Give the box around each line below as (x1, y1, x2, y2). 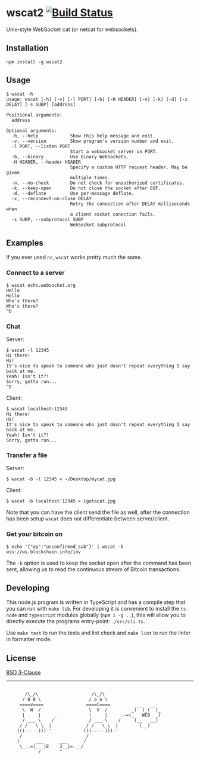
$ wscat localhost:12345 (6, 406, 68, 412)
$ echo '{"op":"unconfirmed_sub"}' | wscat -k (6, 544, 124, 550)
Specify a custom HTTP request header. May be (70, 164, 187, 170)
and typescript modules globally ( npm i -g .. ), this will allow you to (18, 611, 186, 618)
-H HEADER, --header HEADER (11, 159, 82, 165)
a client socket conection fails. (70, 211, 156, 217)
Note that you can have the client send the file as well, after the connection (6, 508, 190, 516)
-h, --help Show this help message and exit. (11, 133, 156, 139)
